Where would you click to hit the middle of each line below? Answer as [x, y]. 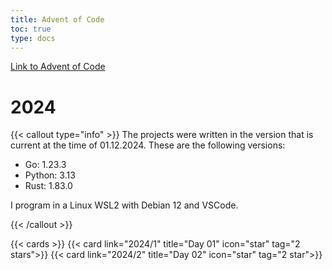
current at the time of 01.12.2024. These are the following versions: [148, 145]
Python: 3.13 [50, 175]
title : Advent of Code [57, 19]
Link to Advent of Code [58, 67]
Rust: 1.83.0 [48, 186]
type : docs [33, 38]
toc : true [31, 29]
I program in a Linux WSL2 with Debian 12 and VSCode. [124, 205]
